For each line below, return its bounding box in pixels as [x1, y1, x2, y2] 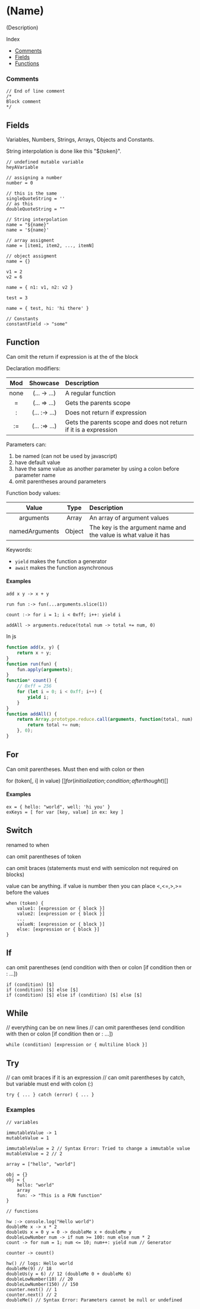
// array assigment [6, 238, 55, 244]
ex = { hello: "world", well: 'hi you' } [6, 804, 111, 810]
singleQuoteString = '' [6, 196, 65, 202]
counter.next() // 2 [6, 1292, 58, 1298]
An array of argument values [89, 514, 169, 522]
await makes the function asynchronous [14, 564, 114, 571]
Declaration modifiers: [6, 364, 61, 371]
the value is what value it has [89, 530, 170, 539]
